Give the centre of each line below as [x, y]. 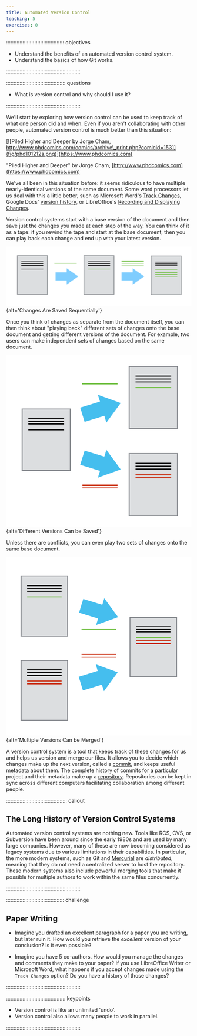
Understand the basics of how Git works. [64, 60]
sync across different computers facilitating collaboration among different [95, 783]
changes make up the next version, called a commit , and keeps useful [91, 764]
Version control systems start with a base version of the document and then [98, 220]
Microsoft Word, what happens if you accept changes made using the [99, 969]
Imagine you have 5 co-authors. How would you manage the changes [99, 957]
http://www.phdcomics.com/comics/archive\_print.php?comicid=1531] [91, 148]
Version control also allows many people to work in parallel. [86, 1017]
